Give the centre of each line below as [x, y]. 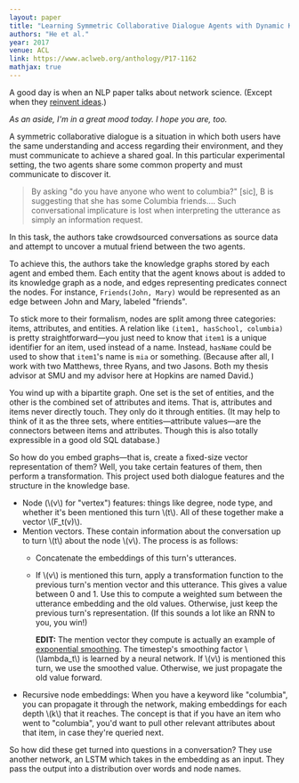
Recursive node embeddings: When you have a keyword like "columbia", [155, 694]
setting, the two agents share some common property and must [126, 165]
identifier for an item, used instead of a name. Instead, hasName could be [141, 347]
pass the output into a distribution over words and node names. [125, 768]
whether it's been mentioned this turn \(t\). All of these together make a [153, 512]
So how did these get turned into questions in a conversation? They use [141, 749]
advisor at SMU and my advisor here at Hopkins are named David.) [132, 375]
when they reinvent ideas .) [58, 101]
